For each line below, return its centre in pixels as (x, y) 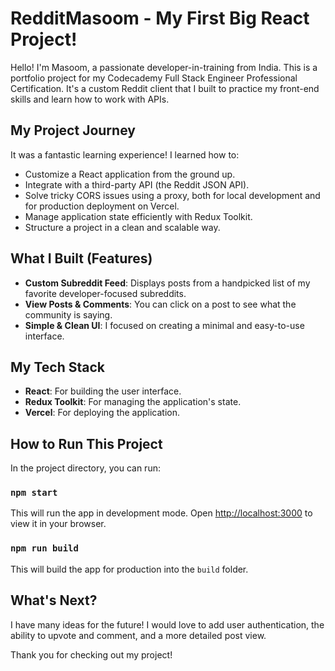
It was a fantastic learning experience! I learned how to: (125, 154)
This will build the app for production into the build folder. (129, 569)
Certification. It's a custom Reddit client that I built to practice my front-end (165, 88)
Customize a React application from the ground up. (130, 174)
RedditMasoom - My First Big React (160, 18)
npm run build (44, 548)
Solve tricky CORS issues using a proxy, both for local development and (172, 195)
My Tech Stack (57, 367)
